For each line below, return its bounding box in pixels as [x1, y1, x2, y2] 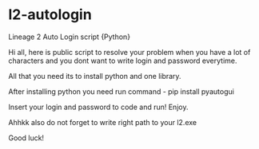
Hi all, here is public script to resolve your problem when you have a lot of [8, 47, 251, 57]
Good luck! [8, 133, 45, 143]
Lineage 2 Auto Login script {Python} [8, 32, 130, 41]
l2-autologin [8, 6, 92, 24]
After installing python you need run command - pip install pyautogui [8, 86, 234, 96]
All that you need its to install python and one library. [8, 71, 181, 80]
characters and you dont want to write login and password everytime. [8, 56, 237, 65]
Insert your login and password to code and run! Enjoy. [8, 102, 189, 112]
